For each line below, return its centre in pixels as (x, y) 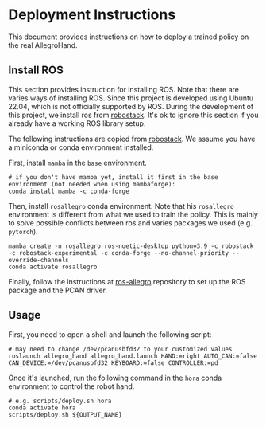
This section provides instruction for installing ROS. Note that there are (124, 89)
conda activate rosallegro (53, 267)
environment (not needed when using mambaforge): (92, 184)
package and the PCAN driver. (58, 290)
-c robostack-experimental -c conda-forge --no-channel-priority (118, 253)
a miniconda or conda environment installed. (81, 147)
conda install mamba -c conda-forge (69, 191)
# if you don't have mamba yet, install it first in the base (113, 177)
